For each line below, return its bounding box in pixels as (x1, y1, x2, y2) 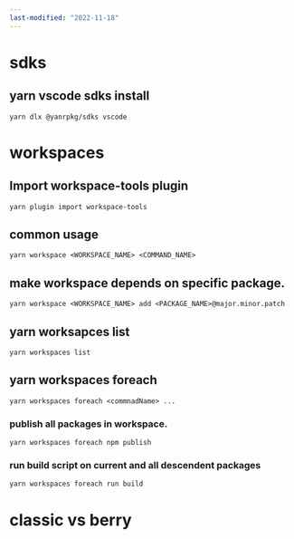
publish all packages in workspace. (9, 418, 168, 430)
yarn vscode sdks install (9, 88, 150, 104)
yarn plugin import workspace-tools (9, 202, 147, 211)
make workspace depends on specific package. (9, 275, 286, 291)
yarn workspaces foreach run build (9, 479, 144, 489)
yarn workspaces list (9, 348, 91, 358)
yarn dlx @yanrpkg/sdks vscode (9, 112, 128, 121)
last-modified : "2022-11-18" (9, 13, 119, 23)
